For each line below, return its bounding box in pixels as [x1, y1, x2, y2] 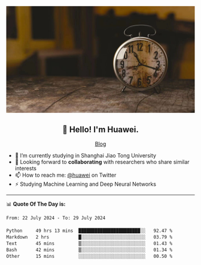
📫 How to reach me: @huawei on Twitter [14, 171, 117, 179]
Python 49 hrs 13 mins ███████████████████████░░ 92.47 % [6, 228, 172, 234]
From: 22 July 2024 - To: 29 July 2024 [6, 215, 106, 221]
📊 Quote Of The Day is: [6, 201, 66, 208]
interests [14, 165, 37, 172]
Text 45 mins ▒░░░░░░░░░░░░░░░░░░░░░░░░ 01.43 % [6, 240, 172, 246]
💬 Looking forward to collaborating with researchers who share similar [14, 159, 190, 166]
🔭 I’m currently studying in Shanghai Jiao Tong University [14, 152, 157, 159]
